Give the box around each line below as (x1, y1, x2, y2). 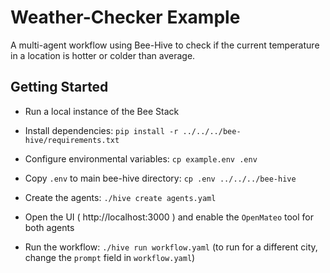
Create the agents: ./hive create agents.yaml (24, 191, 217, 203)
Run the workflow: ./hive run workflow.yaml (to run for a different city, (24, 241, 318, 253)
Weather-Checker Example (10, 6, 241, 29)
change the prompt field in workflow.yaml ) (24, 251, 196, 263)
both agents (24, 221, 75, 233)
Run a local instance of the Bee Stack (24, 105, 180, 117)
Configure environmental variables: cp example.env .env (24, 152, 258, 165)
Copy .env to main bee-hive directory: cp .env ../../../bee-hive (24, 172, 297, 184)
